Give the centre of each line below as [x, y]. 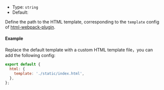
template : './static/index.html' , [49, 73]
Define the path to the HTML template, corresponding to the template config [82, 22]
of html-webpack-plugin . [30, 27]
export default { [23, 64]
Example [14, 38]
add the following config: [30, 56]
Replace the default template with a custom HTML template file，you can [79, 50]
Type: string [25, 7]
